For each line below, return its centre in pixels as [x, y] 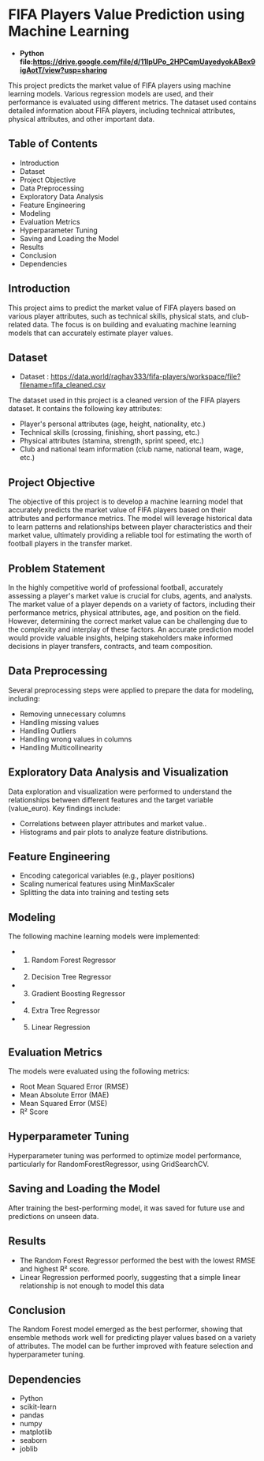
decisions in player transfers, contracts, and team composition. [110, 646]
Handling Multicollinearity [61, 747]
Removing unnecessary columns [73, 714]
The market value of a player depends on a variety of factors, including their [132, 604]
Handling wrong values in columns [76, 739]
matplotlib [36, 1432]
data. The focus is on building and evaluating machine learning [134, 324]
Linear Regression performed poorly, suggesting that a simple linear [130, 1277]
